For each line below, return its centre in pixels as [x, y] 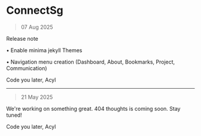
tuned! [14, 115]
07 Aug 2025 [37, 27]
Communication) [27, 68]
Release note [22, 38]
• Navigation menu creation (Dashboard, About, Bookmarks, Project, [91, 62]
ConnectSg [35, 10]
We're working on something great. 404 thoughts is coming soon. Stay [93, 108]
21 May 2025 [37, 97]
